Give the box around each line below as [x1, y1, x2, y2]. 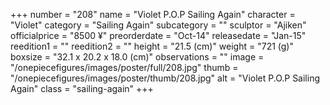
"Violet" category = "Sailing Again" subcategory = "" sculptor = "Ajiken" [10, 19, 307, 31]
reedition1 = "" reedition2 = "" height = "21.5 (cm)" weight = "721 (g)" [10, 40, 294, 52]
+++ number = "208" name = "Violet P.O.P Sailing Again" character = [10, 9, 296, 20]
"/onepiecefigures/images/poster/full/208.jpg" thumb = [10, 62, 239, 73]
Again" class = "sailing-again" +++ [10, 83, 154, 94]
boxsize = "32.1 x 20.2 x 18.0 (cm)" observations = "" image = [10, 51, 265, 63]
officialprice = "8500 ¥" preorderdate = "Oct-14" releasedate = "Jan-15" [10, 30, 307, 41]
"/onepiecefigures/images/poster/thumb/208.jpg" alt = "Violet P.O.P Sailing [10, 72, 321, 84]
